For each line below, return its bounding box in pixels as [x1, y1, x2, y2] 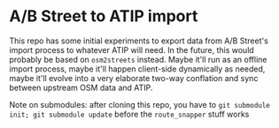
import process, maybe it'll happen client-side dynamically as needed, [9, 64, 266, 74]
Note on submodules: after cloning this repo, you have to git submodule [9, 99, 270, 109]
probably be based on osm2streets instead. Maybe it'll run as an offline [9, 54, 267, 64]
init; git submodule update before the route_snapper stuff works [9, 109, 250, 119]
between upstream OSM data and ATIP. [9, 82, 153, 93]
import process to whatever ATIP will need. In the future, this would [9, 44, 254, 55]
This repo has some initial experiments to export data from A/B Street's [9, 35, 268, 46]
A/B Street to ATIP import [9, 6, 198, 26]
